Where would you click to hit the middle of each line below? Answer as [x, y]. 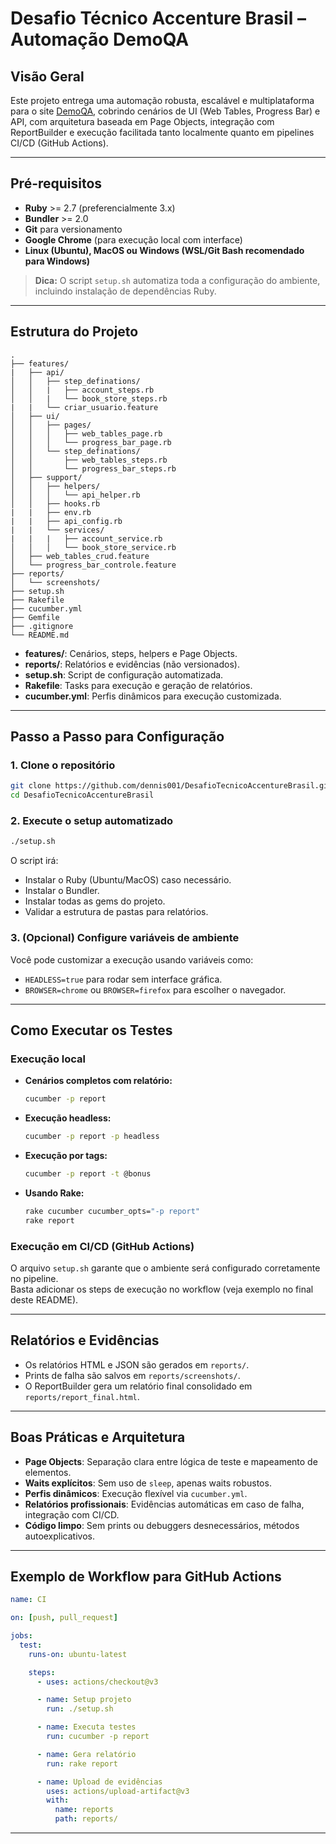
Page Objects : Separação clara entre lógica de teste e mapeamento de [171, 1461]
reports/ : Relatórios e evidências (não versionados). [132, 664]
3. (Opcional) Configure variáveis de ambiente [125, 938]
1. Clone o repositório [63, 765]
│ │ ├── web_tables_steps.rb [89, 460]
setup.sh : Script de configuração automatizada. [124, 674]
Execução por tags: [66, 1155]
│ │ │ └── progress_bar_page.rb [91, 442]
